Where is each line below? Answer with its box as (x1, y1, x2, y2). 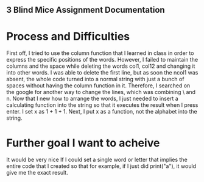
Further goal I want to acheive (6, 136, 160, 150)
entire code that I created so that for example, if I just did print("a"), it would (6, 162, 197, 170)
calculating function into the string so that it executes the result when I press (6, 101, 199, 109)
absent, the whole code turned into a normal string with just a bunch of (6, 76, 185, 83)
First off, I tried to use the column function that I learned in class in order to (6, 49, 194, 57)
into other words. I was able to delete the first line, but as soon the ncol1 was (6, 69, 199, 76)
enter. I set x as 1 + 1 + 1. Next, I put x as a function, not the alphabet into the (6, 108, 197, 115)
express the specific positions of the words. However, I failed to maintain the (6, 56, 199, 64)
